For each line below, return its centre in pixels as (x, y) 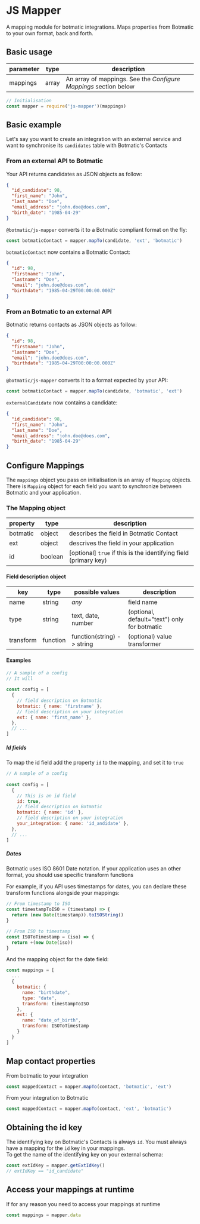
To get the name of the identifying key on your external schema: (85, 1155)
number (82, 623)
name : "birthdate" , (46, 992)
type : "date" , (40, 998)
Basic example (34, 125)
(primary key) (88, 560)
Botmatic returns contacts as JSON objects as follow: (71, 325)
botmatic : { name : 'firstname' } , (60, 706)
